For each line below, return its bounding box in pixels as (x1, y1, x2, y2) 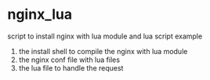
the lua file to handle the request (18, 63, 124, 72)
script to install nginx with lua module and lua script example (7, 31, 203, 41)
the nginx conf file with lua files (18, 55, 121, 64)
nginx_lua (7, 5, 72, 24)
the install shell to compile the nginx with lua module (18, 46, 188, 56)
